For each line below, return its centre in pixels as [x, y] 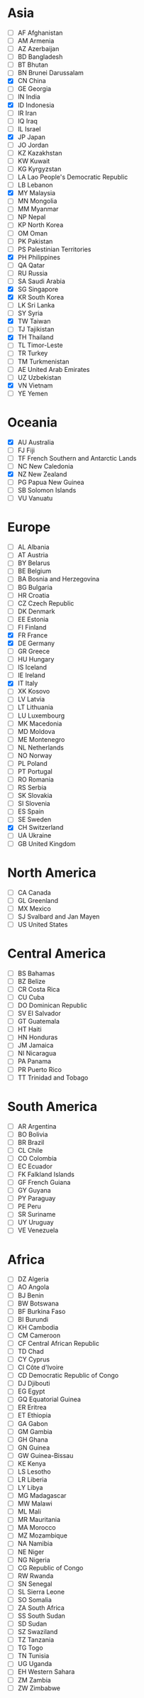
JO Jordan [33, 145]
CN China [32, 81]
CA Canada [34, 892]
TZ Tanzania [36, 1640]
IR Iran [27, 113]
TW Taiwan [34, 322]
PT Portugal [35, 771]
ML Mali [29, 1512]
